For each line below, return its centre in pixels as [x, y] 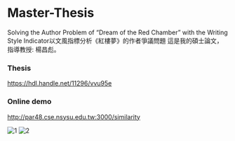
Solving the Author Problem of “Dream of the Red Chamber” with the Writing [117, 32]
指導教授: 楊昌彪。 [34, 49]
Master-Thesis [51, 13]
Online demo [29, 102]
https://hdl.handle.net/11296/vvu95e [60, 83]
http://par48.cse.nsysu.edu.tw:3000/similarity [74, 116]
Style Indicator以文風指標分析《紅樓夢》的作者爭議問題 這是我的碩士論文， [115, 41]
